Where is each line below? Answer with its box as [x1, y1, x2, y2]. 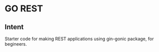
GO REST [5, 3, 43, 14]
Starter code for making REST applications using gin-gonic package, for [5, 36, 154, 42]
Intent [5, 23, 24, 31]
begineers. [5, 41, 27, 47]
